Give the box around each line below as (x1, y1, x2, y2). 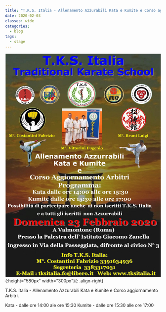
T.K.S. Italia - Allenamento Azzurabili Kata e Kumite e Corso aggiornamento (5, 287, 158, 293)
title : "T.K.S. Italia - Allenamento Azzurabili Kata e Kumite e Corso (5, 8, 156, 13)
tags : (5, 34, 16, 39)
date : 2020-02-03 (5, 13, 41, 18)
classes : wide (5, 18, 35, 23)
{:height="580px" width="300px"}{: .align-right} (5, 277, 104, 284)
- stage (9, 40, 26, 45)
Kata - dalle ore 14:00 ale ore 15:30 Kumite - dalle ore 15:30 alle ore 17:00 (5, 302, 154, 308)
